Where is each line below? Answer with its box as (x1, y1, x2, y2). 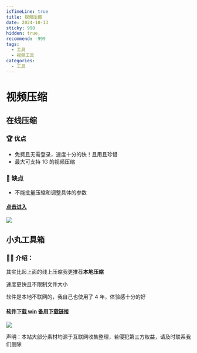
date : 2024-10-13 (6, 19, 49, 25)
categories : (6, 58, 35, 63)
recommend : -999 (6, 36, 46, 42)
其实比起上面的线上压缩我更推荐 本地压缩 (6, 268, 104, 275)
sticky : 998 (6, 25, 35, 31)
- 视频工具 (11, 52, 35, 58)
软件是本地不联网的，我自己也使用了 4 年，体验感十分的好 (6, 293, 146, 300)
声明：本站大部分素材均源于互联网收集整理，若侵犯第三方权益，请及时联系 (6, 333, 186, 340)
